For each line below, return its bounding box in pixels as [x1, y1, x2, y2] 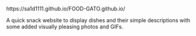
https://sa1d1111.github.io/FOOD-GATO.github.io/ [6, 5, 125, 12]
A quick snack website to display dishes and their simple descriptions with [6, 17, 191, 23]
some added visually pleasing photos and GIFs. [6, 23, 123, 30]
